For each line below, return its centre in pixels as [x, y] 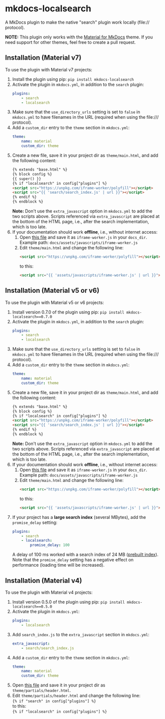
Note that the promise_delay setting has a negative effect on [73, 560]
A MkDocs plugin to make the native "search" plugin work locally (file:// [77, 22]
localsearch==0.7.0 [32, 317]
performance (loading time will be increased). [58, 565]
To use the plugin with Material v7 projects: [49, 69]
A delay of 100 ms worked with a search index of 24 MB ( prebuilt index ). [85, 554]
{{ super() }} [27, 179]
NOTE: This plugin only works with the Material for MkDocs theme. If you [79, 37]
